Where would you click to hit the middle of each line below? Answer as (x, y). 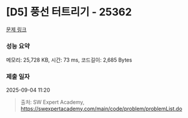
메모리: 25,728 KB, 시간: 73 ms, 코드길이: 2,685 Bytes (69, 60)
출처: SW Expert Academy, (52, 102)
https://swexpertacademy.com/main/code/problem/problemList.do (101, 109)
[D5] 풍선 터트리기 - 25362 (69, 12)
